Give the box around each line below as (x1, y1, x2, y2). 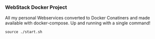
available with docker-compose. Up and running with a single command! (5, 20, 151, 26)
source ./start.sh (5, 30, 42, 35)
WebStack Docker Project (5, 4, 67, 11)
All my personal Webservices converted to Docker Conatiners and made (5, 15, 150, 21)
